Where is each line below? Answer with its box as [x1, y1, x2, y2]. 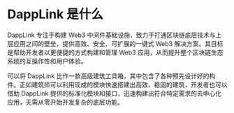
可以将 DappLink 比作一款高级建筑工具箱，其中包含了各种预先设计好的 [7, 71, 210, 80]
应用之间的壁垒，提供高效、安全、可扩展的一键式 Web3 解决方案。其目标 [13, 39, 224, 47]
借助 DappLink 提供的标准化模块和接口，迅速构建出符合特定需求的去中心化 [7, 89, 222, 98]
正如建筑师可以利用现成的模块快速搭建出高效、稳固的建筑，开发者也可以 [19, 80, 228, 89]
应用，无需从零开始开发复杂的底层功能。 [7, 98, 124, 106]
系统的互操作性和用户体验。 [7, 56, 87, 65]
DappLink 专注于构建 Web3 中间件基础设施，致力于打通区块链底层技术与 [7, 31, 216, 39]
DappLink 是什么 [7, 6, 103, 22]
